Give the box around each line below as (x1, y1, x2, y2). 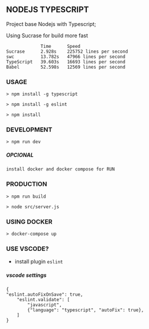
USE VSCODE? (6, 244, 49, 253)
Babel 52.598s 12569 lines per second (6, 64, 126, 70)
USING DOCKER (6, 217, 53, 225)
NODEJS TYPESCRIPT (6, 5, 89, 15)
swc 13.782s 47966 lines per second (6, 53, 126, 60)
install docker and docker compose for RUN (6, 166, 115, 172)
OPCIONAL (6, 151, 34, 159)
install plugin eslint (14, 258, 63, 265)
